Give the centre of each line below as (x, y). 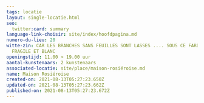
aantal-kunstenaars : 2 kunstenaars (51, 62)
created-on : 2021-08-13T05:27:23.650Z (55, 79)
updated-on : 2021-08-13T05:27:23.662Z (55, 85)
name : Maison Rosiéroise (38, 74)
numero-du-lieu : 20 (31, 40)
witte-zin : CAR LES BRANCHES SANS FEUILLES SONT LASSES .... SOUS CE (96, 46)
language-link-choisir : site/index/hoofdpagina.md (72, 35)
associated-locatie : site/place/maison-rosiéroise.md (76, 68)
